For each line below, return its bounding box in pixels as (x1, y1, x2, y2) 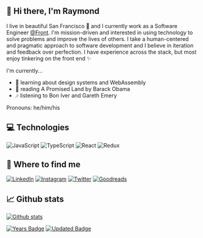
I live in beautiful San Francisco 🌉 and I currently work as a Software (6, 22, 178, 29)
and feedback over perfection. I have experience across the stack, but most (6, 48, 197, 56)
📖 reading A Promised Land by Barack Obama (15, 85, 130, 92)
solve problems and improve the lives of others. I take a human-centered (6, 35, 189, 43)
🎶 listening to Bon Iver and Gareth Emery (15, 92, 117, 99)
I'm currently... (6, 67, 43, 74)
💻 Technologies (6, 123, 69, 133)
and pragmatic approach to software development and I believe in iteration (6, 41, 194, 49)
